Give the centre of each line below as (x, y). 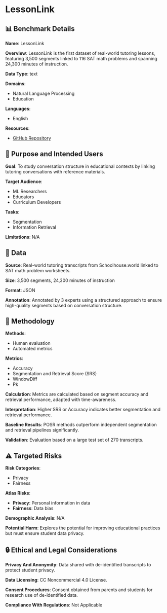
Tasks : (12, 212)
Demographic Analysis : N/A (35, 518)
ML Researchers (30, 191)
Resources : (17, 128)
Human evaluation (31, 343)
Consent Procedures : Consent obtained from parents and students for (79, 590)
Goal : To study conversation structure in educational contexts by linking (80, 166)
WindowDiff (25, 379)
